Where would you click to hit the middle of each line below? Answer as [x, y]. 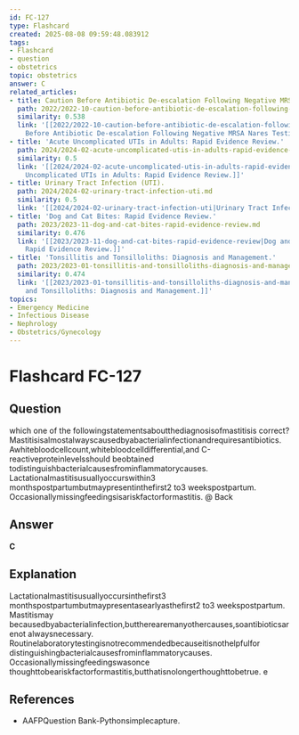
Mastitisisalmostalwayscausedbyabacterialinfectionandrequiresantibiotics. [145, 440]
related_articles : [43, 92]
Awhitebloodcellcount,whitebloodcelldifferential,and [105, 449]
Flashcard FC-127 [76, 376]
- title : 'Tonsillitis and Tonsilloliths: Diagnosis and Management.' [143, 258]
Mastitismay [32, 615]
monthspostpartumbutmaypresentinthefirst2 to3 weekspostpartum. [133, 487]
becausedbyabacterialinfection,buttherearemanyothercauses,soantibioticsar [149, 624]
